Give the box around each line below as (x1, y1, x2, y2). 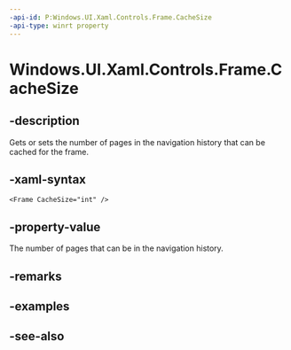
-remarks (9, 268, 62, 284)
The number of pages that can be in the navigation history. (9, 243, 224, 253)
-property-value (9, 219, 101, 235)
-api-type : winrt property (9, 21, 109, 30)
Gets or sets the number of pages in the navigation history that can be (9, 136, 266, 147)
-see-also (9, 329, 65, 344)
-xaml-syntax (9, 172, 87, 187)
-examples (9, 299, 70, 314)
